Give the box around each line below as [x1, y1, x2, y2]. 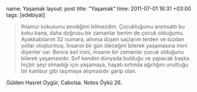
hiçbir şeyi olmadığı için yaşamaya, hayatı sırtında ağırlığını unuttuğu [20, 61, 189, 68]
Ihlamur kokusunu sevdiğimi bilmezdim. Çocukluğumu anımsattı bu [20, 23, 185, 30]
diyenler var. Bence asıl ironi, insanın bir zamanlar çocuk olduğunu [20, 48, 184, 56]
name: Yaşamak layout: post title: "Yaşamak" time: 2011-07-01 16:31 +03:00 [6, 5, 192, 12]
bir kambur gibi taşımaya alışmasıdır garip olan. [20, 68, 137, 74]
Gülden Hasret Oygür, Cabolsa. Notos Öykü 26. [6, 79, 122, 86]
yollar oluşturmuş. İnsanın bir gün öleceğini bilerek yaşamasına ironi [20, 42, 188, 49]
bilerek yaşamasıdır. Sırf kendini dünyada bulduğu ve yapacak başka [20, 55, 190, 62]
